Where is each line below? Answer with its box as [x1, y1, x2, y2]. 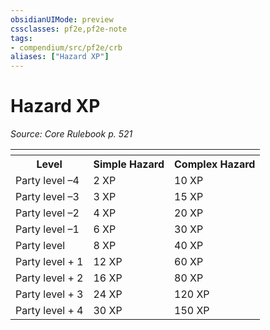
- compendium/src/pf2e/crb [10, 42, 123, 53]
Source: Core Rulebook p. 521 [10, 128, 133, 140]
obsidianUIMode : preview [10, 14, 114, 25]
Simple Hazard [93, 157, 165, 171]
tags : [10, 33, 33, 43]
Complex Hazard [174, 157, 256, 171]
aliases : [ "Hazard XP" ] [10, 52, 110, 62]
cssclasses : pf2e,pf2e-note [10, 24, 128, 34]
